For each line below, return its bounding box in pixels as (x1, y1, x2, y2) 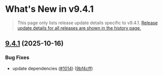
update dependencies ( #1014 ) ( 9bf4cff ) (12, 65, 93, 71)
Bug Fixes (5, 54, 30, 61)
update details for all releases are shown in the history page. (17, 25, 142, 31)
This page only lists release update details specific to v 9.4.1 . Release (17, 20, 158, 26)
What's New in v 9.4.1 (5, 3, 94, 15)
